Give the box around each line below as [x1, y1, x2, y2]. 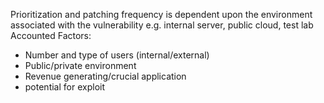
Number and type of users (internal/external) [24, 49, 210, 61]
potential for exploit [24, 81, 105, 93]
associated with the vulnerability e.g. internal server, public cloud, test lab [10, 19, 314, 31]
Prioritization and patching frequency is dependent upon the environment [10, 9, 313, 20]
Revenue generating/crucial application [24, 70, 187, 82]
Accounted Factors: [10, 30, 92, 41]
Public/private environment [24, 60, 137, 71]
